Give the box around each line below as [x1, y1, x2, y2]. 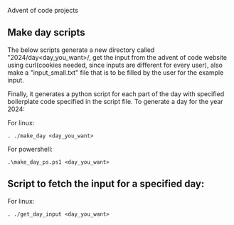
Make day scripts [7, 26, 85, 38]
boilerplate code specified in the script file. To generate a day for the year [7, 97, 223, 105]
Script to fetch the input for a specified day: [7, 178, 205, 190]
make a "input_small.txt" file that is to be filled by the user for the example [7, 68, 224, 77]
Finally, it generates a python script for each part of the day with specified [7, 89, 225, 98]
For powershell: [7, 145, 53, 153]
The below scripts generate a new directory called [7, 46, 155, 54]
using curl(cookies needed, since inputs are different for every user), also [7, 61, 223, 69]
